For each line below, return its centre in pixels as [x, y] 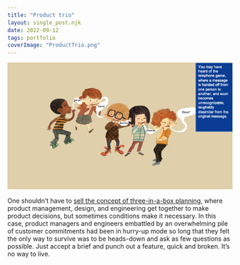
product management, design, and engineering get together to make [108, 208]
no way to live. [29, 254]
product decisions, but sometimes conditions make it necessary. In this [112, 216]
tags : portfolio [31, 38]
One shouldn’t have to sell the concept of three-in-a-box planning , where [115, 201]
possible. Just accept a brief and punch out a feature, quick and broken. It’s [119, 246]
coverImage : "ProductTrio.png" [54, 45]
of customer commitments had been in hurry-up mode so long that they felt [119, 231]
